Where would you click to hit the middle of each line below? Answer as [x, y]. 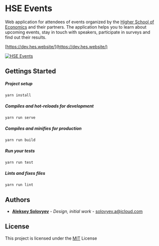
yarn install [18, 95]
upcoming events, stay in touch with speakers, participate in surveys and [78, 32]
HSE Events [29, 8]
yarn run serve [20, 118]
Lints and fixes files [25, 173]
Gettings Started [31, 71]
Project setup [19, 83]
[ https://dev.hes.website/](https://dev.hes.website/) [56, 46]
